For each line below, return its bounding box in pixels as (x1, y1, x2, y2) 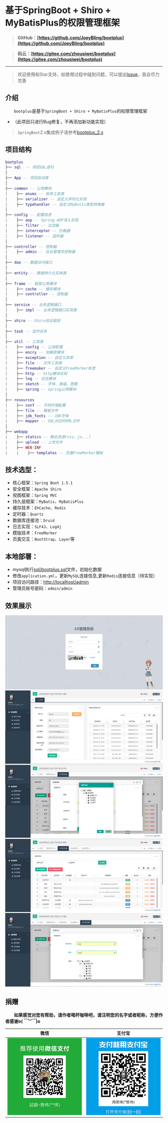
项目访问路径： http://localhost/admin (12, 579, 89, 585)
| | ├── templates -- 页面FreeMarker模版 (5, 450, 103, 455)
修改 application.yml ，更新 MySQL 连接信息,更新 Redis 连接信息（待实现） (12, 573, 157, 579)
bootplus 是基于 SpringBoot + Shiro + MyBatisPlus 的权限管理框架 (14, 108, 147, 114)
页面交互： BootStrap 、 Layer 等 (12, 536, 75, 542)
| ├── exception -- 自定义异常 (5, 355, 73, 360)
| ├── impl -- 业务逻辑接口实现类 (5, 308, 77, 313)
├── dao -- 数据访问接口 (5, 260, 52, 265)
